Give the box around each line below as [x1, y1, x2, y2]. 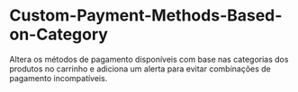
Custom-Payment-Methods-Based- [9, 5, 283, 26]
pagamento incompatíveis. [9, 72, 108, 83]
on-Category [9, 24, 108, 45]
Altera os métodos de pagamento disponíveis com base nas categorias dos [9, 54, 289, 64]
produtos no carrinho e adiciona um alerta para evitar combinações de [9, 63, 272, 74]
